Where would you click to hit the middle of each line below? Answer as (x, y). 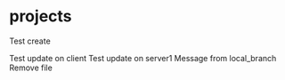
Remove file (31, 68)
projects (41, 16)
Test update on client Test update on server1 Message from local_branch (143, 58)
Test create (30, 41)
